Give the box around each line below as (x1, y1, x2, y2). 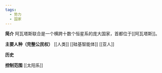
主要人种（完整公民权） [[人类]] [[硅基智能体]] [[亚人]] (5, 41, 115, 47)
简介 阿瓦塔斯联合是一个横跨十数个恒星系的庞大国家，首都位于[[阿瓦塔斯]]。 (5, 31, 160, 37)
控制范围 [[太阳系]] (5, 63, 43, 69)
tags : (5, 7, 16, 12)
